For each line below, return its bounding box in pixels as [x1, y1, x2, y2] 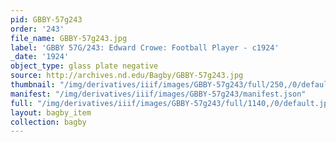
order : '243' [10, 24, 65, 34]
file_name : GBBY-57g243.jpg [10, 33, 128, 43]
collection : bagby [10, 117, 87, 127]
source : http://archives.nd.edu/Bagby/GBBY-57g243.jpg [10, 71, 244, 81]
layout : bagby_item [10, 107, 92, 118]
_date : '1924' [10, 52, 70, 62]
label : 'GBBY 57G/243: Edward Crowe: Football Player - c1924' [10, 42, 280, 53]
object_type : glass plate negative [10, 61, 159, 71]
